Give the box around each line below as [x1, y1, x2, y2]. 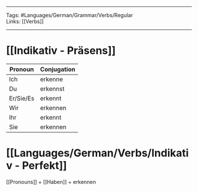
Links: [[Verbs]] [6, 18, 44, 25]
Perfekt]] [22, 159, 67, 172]
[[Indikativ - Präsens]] [6, 44, 116, 58]
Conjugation [40, 65, 75, 73]
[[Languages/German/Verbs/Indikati [6, 146, 189, 160]
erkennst [40, 85, 65, 93]
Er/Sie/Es [9, 94, 35, 102]
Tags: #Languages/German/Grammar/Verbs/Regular [6, 12, 133, 18]
